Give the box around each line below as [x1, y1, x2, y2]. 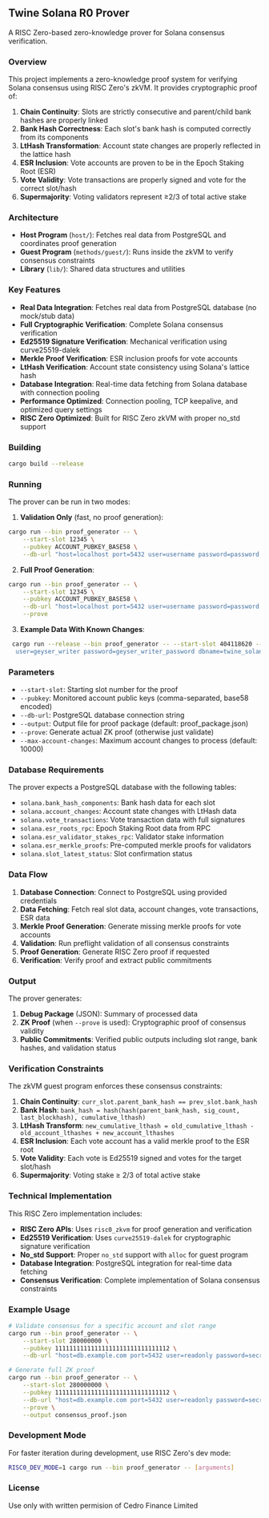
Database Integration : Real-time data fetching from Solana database [19, 379, 248, 389]
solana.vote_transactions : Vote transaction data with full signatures [19, 815, 246, 824]
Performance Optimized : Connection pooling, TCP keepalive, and [19, 396, 239, 405]
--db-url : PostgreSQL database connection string [19, 711, 185, 720]
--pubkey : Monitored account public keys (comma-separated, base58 [19, 693, 249, 703]
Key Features [8, 284, 62, 296]
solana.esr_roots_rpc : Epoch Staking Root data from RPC [19, 823, 211, 833]
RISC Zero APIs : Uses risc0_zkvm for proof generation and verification [19, 1224, 252, 1234]
